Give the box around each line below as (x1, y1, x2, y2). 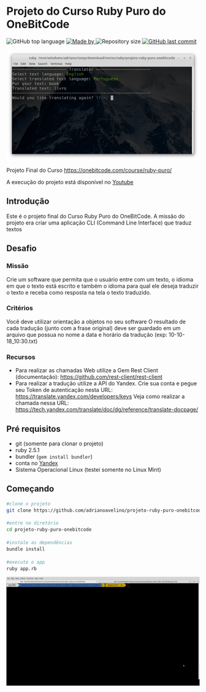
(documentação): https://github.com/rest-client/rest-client (15, 373, 162, 381)
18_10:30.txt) (6, 337, 38, 345)
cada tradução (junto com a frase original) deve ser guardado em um (6, 324, 181, 332)
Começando (6, 483, 55, 494)
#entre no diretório (6, 520, 59, 526)
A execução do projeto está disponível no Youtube (6, 179, 134, 186)
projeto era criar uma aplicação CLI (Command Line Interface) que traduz (6, 219, 192, 226)
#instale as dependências (6, 540, 72, 546)
